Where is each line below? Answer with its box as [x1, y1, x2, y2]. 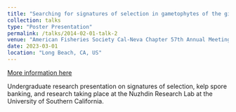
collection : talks [7, 17, 61, 24]
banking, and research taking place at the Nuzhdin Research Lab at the [7, 89, 213, 98]
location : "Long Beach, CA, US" [7, 50, 102, 57]
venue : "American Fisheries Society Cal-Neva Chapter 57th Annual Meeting [7, 36, 231, 43]
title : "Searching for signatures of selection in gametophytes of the [7, 10, 221, 17]
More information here [7, 68, 72, 77]
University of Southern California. [7, 97, 104, 105]
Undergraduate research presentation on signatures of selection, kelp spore [7, 82, 227, 90]
